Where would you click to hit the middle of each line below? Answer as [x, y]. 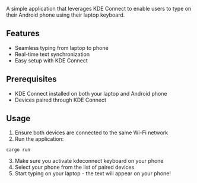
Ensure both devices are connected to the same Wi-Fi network [91, 132]
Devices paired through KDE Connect [61, 100]
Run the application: [39, 139]
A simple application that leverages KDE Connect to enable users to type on [99, 9]
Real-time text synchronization [52, 54]
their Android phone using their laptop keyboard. [66, 15]
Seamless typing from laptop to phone [61, 48]
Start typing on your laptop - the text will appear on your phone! [93, 173]
